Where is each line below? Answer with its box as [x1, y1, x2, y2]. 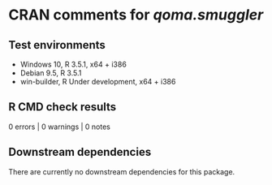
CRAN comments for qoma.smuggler [8, 6, 264, 24]
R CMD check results [8, 100, 117, 114]
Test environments [8, 38, 106, 52]
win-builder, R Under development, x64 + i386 [19, 77, 176, 86]
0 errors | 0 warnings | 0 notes [8, 122, 111, 131]
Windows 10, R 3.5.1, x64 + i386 [19, 59, 127, 69]
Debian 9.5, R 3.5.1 [19, 68, 82, 78]
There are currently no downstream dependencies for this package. [8, 166, 235, 176]
